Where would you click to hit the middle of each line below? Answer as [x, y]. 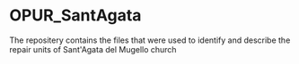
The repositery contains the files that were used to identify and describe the [150, 40]
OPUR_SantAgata [75, 16]
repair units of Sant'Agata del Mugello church [93, 49]
